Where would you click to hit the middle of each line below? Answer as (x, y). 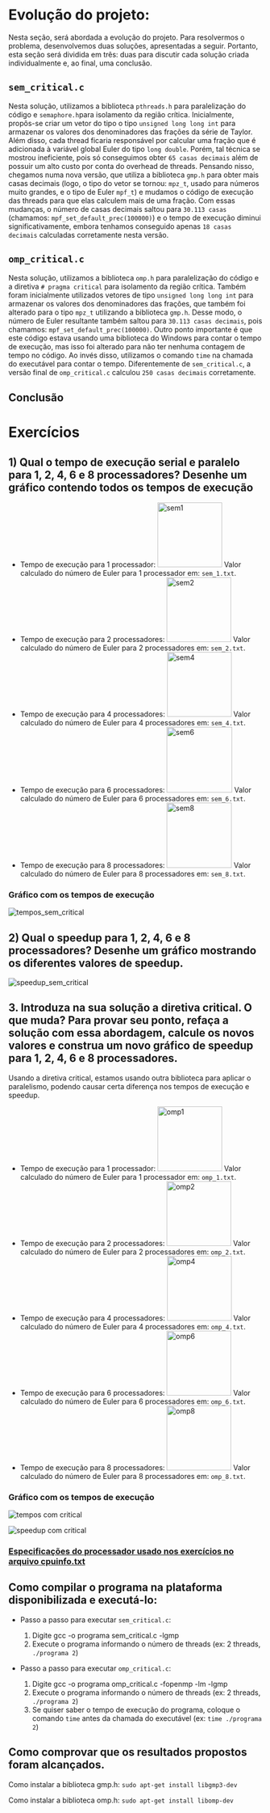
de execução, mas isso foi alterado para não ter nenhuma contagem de (127, 346)
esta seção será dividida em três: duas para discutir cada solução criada (129, 54)
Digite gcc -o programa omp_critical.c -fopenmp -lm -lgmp (130, 1684)
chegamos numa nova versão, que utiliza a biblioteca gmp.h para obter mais (134, 175)
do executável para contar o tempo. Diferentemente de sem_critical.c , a (130, 363)
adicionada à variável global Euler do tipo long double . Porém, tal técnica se (134, 149)
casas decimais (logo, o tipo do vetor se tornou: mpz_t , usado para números (134, 183)
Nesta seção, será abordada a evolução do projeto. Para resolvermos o (127, 37)
